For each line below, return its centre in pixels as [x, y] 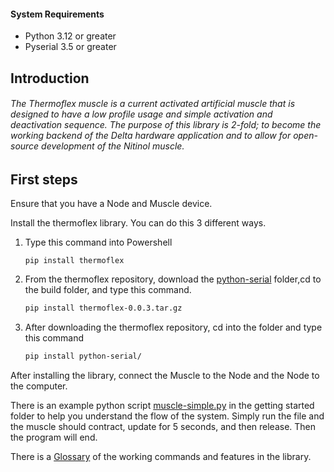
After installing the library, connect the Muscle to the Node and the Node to [165, 375]
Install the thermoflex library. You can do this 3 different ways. [138, 223]
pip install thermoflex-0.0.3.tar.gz [103, 308]
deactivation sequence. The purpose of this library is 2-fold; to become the [166, 125]
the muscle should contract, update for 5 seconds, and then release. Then [163, 426]
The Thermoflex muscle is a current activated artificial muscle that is [153, 104]
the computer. [39, 386]
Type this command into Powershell [98, 242]
